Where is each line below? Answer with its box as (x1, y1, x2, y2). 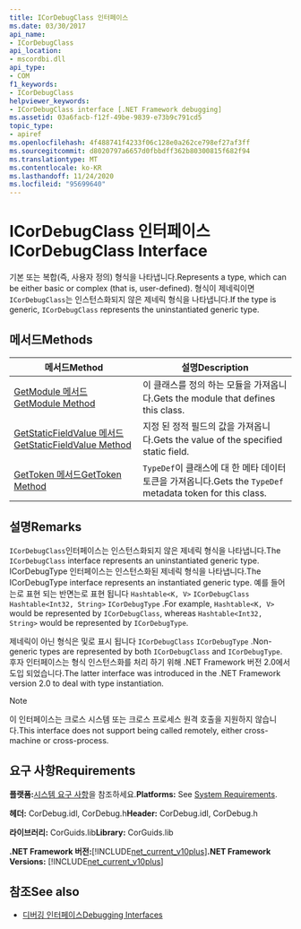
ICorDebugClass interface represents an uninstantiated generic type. (9, 555, 260, 566)
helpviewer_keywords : (9, 96, 90, 106)
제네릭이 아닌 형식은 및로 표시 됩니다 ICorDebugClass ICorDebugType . (9, 636, 254, 647)
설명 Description (181, 360, 249, 373)
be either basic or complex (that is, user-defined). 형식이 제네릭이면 (9, 283, 255, 294)
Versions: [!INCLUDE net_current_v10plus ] (9, 855, 164, 866)
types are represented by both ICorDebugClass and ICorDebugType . (39, 646, 283, 656)
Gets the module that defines (153, 392, 276, 404)
